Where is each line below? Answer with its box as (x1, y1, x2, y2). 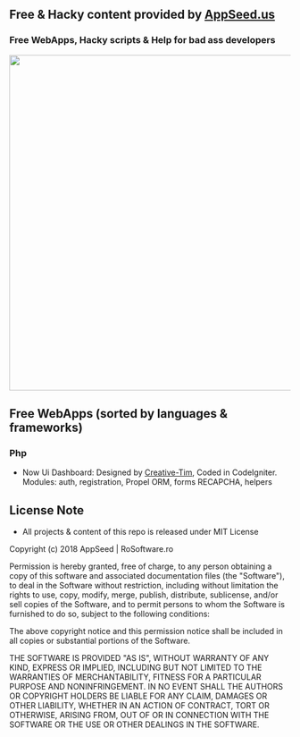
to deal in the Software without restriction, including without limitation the (9, 580, 279, 591)
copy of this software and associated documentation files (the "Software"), (9, 571, 286, 581)
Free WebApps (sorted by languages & (9, 406, 228, 421)
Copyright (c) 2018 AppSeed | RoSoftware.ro (9, 544, 174, 555)
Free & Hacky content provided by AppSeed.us (9, 7, 275, 22)
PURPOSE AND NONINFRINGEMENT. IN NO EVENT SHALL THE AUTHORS (9, 682, 284, 692)
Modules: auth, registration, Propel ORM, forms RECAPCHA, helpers (21, 477, 272, 487)
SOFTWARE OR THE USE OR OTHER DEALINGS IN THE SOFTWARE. (9, 719, 260, 730)
